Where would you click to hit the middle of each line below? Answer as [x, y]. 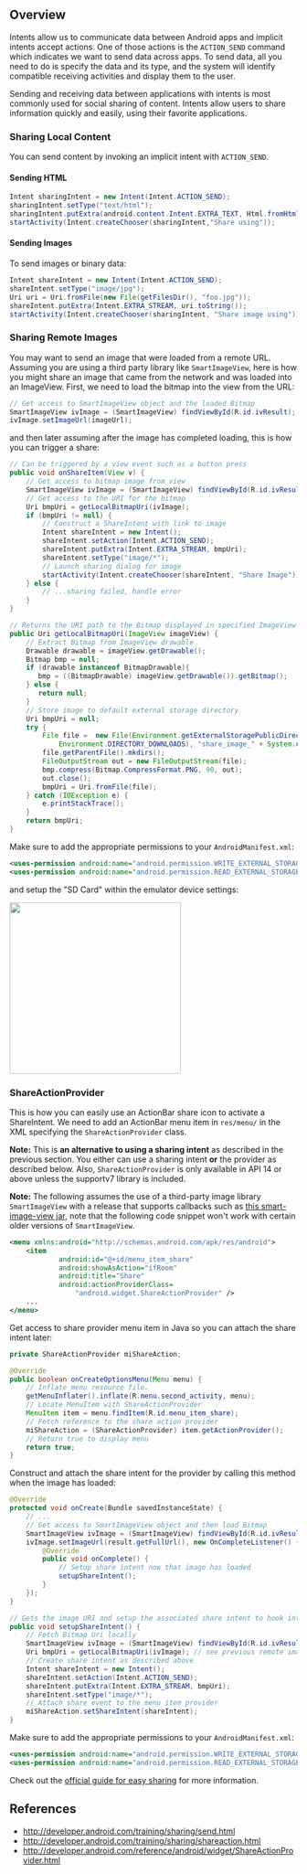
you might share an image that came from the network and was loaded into [151, 377]
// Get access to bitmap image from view [106, 482]
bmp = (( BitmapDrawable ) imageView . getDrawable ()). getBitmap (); [163, 676]
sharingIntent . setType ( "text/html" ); [81, 206]
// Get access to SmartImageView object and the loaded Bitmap [132, 403]
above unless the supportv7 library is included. [98, 1178]
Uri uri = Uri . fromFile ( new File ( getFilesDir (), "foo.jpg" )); [130, 297]
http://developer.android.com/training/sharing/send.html [129, 1831]
